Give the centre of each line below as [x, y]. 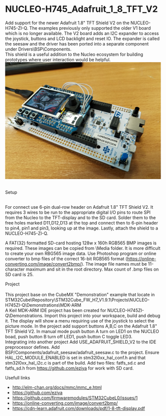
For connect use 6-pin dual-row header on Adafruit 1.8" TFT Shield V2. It [79, 207]
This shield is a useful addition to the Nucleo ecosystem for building [74, 54]
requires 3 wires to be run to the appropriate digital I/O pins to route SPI [78, 212]
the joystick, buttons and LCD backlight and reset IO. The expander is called [82, 39]
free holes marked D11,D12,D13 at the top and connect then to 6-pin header [82, 223]
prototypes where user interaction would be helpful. [58, 59]
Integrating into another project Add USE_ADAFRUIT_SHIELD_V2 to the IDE [81, 342]
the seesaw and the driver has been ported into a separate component [77, 44]
